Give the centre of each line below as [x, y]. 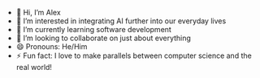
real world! [34, 67]
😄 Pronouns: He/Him [52, 47]
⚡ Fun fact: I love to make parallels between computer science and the [134, 55]
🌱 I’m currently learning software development [94, 29]
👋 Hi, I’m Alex [38, 12]
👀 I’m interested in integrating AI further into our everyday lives [121, 21]
